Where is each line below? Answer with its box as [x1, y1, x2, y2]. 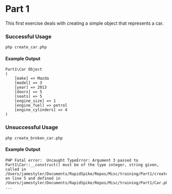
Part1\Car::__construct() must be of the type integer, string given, [5, 162, 159, 167]
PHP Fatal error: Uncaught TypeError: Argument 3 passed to [5, 157, 139, 163]
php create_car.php [5, 45, 47, 50]
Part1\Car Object [5, 67, 42, 72]
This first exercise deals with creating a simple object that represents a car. [5, 20, 164, 26]
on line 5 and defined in [5, 175, 60, 181]
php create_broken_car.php [5, 135, 63, 140]
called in [5, 167, 27, 172]
